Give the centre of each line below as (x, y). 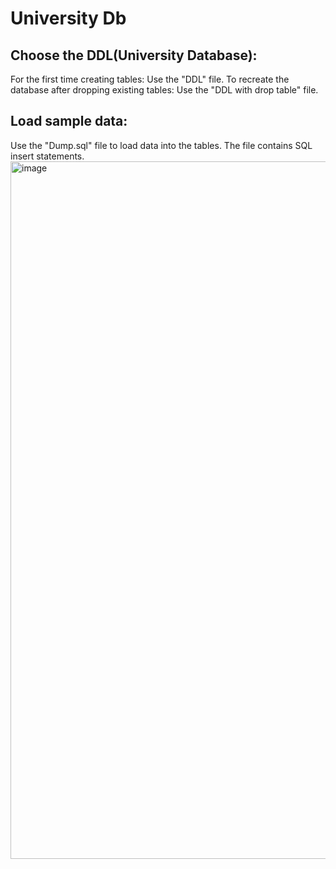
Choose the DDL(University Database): (134, 55)
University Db (68, 18)
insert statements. (47, 156)
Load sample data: (69, 121)
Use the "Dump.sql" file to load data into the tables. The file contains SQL (161, 145)
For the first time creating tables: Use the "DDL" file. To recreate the (150, 79)
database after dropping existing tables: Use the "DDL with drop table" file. (164, 90)
